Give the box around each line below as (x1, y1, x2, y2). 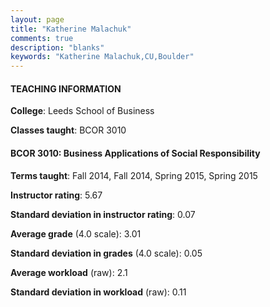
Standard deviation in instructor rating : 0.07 (10, 208, 196, 220)
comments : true (10, 33, 74, 43)
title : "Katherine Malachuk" (10, 24, 132, 34)
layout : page (10, 14, 65, 25)
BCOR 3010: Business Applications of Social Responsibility (10, 147, 261, 159)
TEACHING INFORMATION (10, 82, 122, 95)
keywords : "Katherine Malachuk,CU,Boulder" (10, 52, 195, 62)
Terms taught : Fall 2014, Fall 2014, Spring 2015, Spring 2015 (10, 169, 258, 181)
